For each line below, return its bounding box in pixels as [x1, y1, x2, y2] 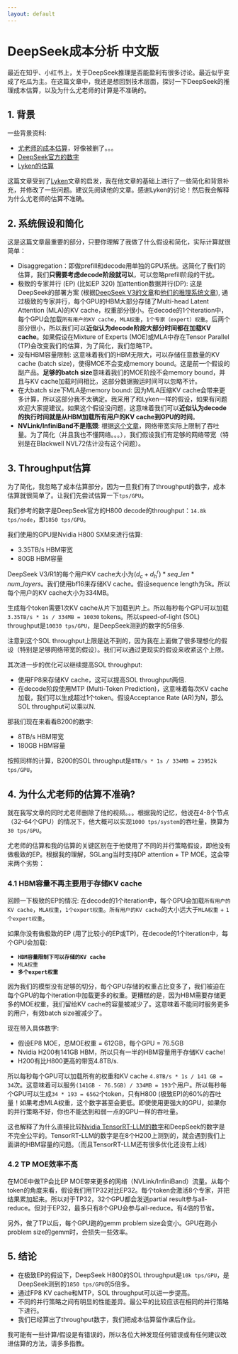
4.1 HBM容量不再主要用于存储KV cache [7, 879, 142, 888]
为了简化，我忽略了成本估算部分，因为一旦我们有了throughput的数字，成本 [7, 483, 226, 490]
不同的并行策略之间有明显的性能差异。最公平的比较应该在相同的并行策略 [17, 1297, 229, 1306]
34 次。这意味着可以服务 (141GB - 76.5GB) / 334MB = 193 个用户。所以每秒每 [7, 1080, 227, 1089]
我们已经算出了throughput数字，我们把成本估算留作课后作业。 [17, 1315, 200, 1323]
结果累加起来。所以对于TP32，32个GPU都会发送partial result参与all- [7, 1195, 208, 1203]
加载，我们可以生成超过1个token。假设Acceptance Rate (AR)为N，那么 [17, 694, 225, 702]
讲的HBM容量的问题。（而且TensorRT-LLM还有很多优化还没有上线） [13, 1140, 211, 1149]
